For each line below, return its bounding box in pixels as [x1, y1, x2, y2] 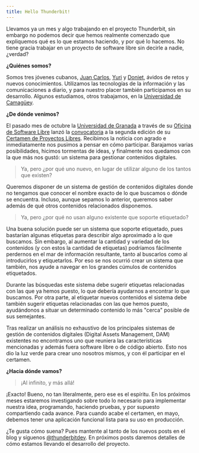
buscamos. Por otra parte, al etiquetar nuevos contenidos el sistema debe [6, 293, 187, 301]
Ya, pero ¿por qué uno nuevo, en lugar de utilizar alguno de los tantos [20, 165, 191, 172]
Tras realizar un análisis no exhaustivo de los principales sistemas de [6, 324, 175, 331]
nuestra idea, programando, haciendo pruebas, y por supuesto [6, 403, 160, 410]
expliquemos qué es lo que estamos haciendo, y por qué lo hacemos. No [6, 38, 185, 45]
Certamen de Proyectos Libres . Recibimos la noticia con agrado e [6, 135, 166, 142]
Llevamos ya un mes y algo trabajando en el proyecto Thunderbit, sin [6, 25, 176, 32]
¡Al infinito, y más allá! [20, 379, 75, 386]
